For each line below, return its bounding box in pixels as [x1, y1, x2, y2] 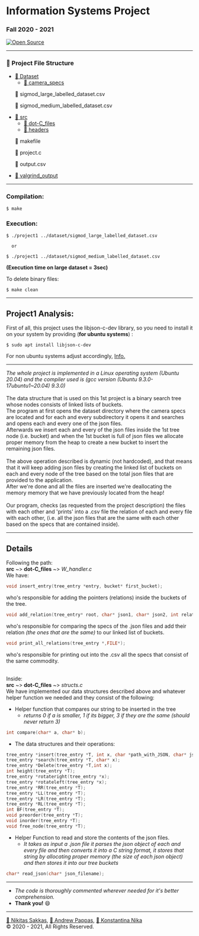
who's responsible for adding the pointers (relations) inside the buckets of [6, 594, 187, 601]
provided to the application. [6, 477, 73, 484]
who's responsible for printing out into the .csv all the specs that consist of [6, 651, 188, 658]
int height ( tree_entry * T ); [6, 768, 76, 774]
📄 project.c [14, 149, 42, 156]
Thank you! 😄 [14, 899, 50, 906]
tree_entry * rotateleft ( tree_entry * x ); [6, 779, 108, 785]
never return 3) [23, 718, 60, 725]
